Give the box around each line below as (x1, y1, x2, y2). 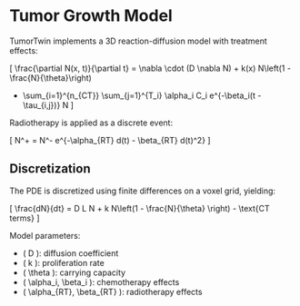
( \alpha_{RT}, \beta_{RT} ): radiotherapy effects (22, 286, 203, 297)
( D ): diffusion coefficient (22, 247, 119, 259)
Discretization (9, 161, 91, 177)
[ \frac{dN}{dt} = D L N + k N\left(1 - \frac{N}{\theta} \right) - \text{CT (9, 202, 270, 213)
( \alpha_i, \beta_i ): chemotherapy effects (22, 276, 180, 287)
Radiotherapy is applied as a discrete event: (9, 117, 174, 128)
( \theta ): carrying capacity (22, 267, 125, 278)
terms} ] (9, 212, 40, 223)
